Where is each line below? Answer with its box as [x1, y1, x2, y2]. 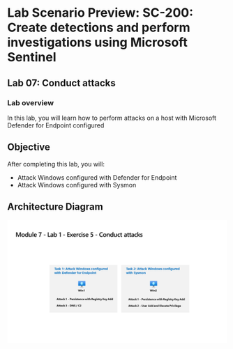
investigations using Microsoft [7, 35, 188, 50]
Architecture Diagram [7, 201, 103, 213]
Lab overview [7, 98, 54, 107]
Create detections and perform [7, 20, 190, 36]
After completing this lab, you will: [7, 160, 105, 168]
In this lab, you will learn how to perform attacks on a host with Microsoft [7, 114, 217, 122]
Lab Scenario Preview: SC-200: [7, 5, 194, 21]
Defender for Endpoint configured [7, 121, 105, 130]
